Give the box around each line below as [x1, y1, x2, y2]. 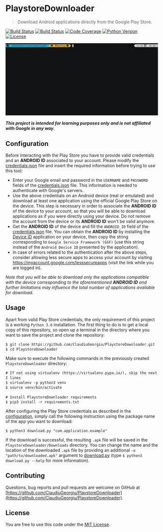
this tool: [5, 168, 23, 174]
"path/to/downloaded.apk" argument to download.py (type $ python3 [5, 452, 142, 458]
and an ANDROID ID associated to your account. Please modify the [5, 157, 139, 163]
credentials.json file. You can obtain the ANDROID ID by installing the [12, 228, 150, 234]
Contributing [5, 471, 45, 480]
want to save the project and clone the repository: [5, 332, 105, 338]
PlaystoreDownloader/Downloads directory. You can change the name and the [5, 442, 158, 448]
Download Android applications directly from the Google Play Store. [17, 19, 152, 25]
